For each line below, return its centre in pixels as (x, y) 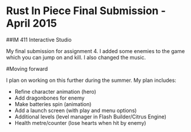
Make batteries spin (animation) (53, 104)
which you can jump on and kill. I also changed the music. (76, 57)
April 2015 (31, 23)
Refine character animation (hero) (55, 91)
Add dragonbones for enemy (50, 98)
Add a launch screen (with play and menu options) (76, 110)
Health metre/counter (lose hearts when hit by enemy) (80, 123)
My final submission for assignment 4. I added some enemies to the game (95, 51)
